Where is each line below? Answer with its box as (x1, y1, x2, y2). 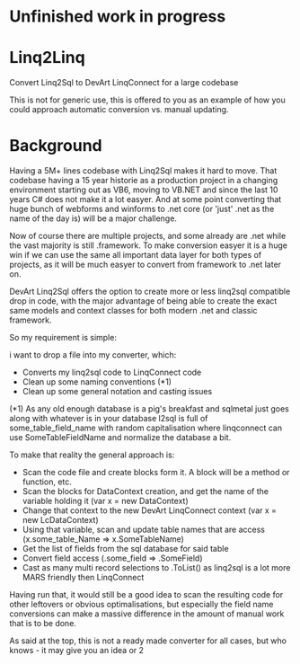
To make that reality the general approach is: (9, 449, 175, 460)
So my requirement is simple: (9, 332, 117, 343)
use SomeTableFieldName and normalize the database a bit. (9, 432, 232, 443)
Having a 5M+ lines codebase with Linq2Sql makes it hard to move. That (9, 165, 278, 176)
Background (9, 136, 102, 156)
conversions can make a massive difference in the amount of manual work (9, 608, 285, 619)
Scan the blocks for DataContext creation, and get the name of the (22, 486, 269, 497)
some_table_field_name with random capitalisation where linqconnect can (9, 422, 283, 433)
